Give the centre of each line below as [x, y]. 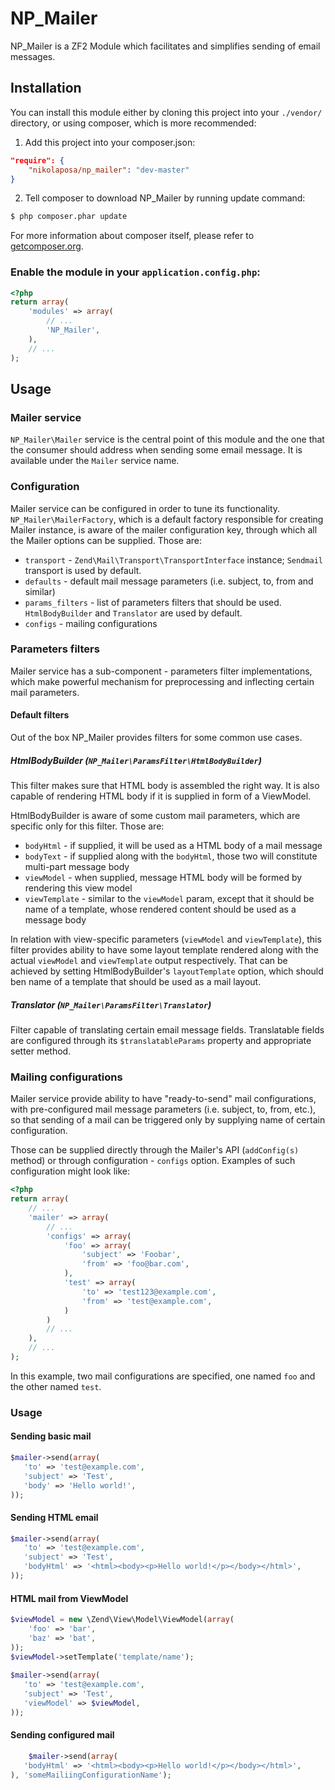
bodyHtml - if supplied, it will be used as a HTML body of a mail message [173, 845]
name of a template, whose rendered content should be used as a [160, 909]
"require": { [37, 160]
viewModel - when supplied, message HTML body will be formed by [163, 877]
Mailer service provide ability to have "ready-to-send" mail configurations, [163, 1099]
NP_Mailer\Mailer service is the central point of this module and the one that [167, 439]
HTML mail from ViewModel [69, 1598]
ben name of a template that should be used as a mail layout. [136, 981]
